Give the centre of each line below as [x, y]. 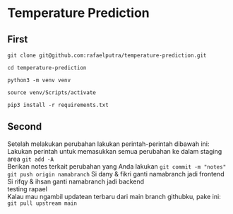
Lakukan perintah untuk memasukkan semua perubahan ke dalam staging [115, 151]
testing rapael [28, 188]
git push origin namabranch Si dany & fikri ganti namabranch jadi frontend [116, 174]
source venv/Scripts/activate [52, 93]
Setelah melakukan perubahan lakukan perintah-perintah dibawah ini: [108, 144]
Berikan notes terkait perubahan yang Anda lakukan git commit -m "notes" [117, 166]
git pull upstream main [42, 203]
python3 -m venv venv [39, 80]
